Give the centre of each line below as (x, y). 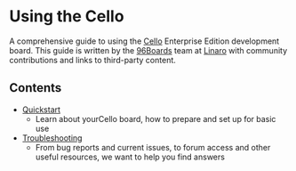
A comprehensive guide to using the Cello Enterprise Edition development (144, 41)
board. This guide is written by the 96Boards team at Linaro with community (148, 50)
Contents (36, 88)
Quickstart (41, 110)
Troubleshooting (52, 138)
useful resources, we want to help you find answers (130, 157)
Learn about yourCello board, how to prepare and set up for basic (156, 118)
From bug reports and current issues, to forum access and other (153, 147)
